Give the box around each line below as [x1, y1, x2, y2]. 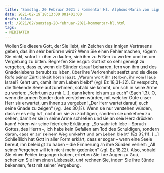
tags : [5, 25, 16, 30]
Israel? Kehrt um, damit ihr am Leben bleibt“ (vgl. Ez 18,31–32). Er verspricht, [5, 79, 159, 85]
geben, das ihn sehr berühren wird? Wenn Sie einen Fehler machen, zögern [5, 48, 157, 54]
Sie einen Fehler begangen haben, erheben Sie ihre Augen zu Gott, [5, 152, 140, 157]
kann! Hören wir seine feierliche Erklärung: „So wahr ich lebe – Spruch [5, 121, 146, 127]
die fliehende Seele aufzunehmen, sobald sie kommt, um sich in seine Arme [5, 85, 158, 90]
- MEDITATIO [5, 30, 29, 35]
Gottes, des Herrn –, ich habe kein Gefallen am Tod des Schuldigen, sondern [5, 126, 159, 132]
